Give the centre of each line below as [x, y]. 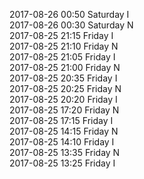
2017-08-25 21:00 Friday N [65, 67]
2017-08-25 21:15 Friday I [61, 35]
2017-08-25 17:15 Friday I [61, 120]
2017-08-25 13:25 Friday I [62, 163]
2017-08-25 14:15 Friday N [64, 131]
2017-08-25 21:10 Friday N [64, 46]
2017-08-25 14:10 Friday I [62, 142]
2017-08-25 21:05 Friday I [62, 57]
